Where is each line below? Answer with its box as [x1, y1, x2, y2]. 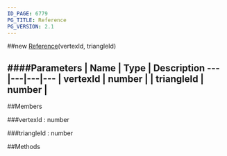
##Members [7, 102, 43, 111]
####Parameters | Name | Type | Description [7, 62, 205, 73]
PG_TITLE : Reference [7, 17, 67, 24]
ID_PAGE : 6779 [7, 10, 49, 17]
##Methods [7, 143, 40, 151]
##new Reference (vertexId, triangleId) [7, 42, 117, 51]
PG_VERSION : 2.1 [7, 23, 54, 30]
